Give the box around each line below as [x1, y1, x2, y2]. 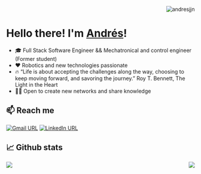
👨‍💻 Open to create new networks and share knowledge [14, 87, 151, 94]
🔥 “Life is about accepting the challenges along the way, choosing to [14, 68, 184, 75]
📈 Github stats [6, 142, 63, 152]
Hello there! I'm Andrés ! [6, 27, 127, 40]
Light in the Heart [14, 81, 58, 88]
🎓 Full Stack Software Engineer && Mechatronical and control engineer [14, 47, 192, 54]
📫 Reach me [6, 105, 55, 116]
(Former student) [14, 55, 57, 62]
